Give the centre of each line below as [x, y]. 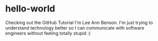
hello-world [30, 9]
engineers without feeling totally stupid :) [48, 33]
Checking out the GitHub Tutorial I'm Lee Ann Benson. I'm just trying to [79, 22]
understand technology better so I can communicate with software [75, 27]
